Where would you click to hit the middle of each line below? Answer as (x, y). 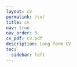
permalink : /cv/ (25, 17)
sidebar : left (28, 55)
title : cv (18, 22)
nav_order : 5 (22, 33)
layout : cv (19, 11)
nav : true (18, 28)
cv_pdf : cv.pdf (24, 38)
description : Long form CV (38, 44)
